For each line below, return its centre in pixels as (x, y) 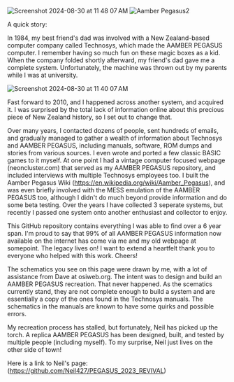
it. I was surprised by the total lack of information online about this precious (116, 109)
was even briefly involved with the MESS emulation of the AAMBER (104, 190)
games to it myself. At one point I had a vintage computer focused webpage (116, 160)
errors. (17, 314)
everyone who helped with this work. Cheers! (73, 256)
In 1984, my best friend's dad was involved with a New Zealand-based (108, 38)
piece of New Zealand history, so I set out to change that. (90, 117)
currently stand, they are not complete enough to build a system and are (111, 291)
